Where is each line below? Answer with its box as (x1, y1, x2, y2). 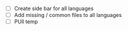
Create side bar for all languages (14, 5, 94, 12)
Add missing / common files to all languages (14, 12, 122, 19)
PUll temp (14, 18, 38, 25)
